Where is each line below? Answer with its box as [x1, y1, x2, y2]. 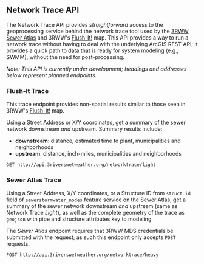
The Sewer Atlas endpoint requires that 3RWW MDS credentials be [6, 228, 174, 235]
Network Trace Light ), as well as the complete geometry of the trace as [6, 209, 185, 217]
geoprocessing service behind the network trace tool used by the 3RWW [6, 27, 189, 35]
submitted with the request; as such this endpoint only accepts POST [6, 234, 176, 241]
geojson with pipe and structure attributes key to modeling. [6, 215, 154, 223]
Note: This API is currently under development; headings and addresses [6, 65, 187, 72]
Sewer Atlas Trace [6, 176, 62, 184]
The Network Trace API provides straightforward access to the [6, 21, 164, 28]
